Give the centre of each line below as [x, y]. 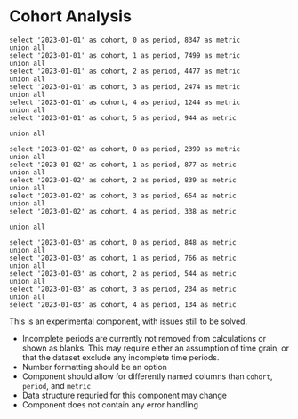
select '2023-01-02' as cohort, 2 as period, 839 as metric [123, 180]
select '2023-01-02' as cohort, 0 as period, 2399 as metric [125, 149]
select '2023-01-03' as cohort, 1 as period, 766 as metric [123, 258]
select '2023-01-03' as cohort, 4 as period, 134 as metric [123, 304]
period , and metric [56, 385]
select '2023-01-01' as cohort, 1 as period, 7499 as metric [125, 55]
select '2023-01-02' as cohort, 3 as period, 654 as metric [123, 196]
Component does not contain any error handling [110, 404]
